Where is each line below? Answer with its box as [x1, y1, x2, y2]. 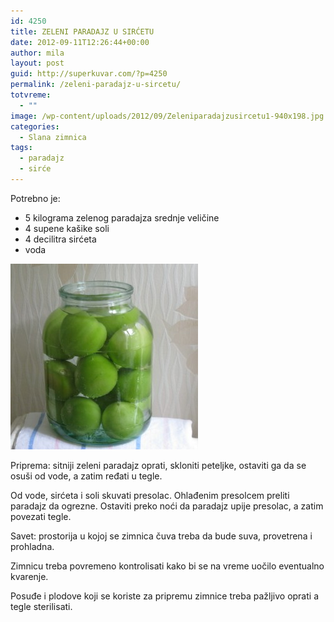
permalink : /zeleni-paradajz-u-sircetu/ [10, 80, 182, 90]
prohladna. [10, 540, 55, 552]
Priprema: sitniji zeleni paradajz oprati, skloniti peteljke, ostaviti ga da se [10, 459, 307, 471]
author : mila [10, 48, 65, 58]
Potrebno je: [10, 192, 61, 204]
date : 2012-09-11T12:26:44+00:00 [10, 37, 150, 47]
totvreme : [10, 90, 52, 100]
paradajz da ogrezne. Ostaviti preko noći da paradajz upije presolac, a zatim [10, 500, 324, 512]
